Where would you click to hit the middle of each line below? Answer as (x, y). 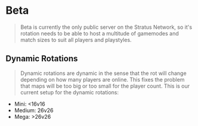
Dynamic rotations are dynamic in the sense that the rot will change (103, 73)
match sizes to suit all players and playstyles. (76, 40)
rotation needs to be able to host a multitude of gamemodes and (99, 33)
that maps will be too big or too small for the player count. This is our (105, 86)
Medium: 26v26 (34, 110)
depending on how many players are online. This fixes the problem (102, 79)
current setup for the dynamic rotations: (69, 92)
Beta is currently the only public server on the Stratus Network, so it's (106, 27)
